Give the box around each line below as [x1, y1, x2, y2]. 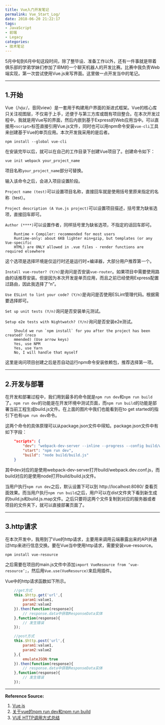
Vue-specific [5, 240, 32, 246]
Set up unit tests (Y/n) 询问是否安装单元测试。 [5, 308, 103, 314]
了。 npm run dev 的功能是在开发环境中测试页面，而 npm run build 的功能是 [5, 400, 153, 406]
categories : [5, 39, 29, 44]
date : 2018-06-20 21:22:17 [5, 16, 60, 21]
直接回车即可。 [13, 212, 44, 217]
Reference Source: [5, 693, 44, 699]
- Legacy [5, 35, 23, 40]
